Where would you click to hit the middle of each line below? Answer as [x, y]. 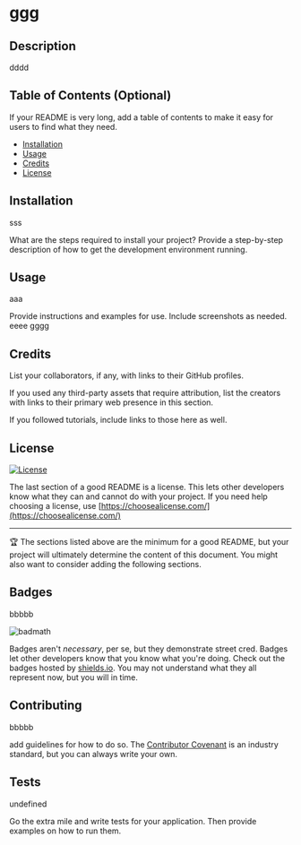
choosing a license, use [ [56, 506]
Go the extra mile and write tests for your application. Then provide [133, 821]
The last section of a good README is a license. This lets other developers [147, 487]
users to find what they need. [64, 126]
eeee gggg [29, 326]
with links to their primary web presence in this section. [111, 402]
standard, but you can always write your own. [93, 754]
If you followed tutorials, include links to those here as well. [118, 420]
